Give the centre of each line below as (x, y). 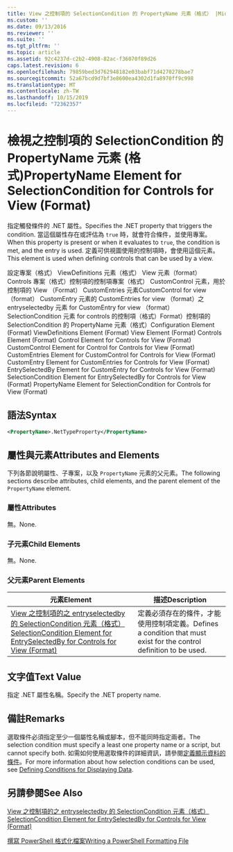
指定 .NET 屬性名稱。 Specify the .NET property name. (84, 695)
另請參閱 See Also (45, 793)
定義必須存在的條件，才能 (180, 613)
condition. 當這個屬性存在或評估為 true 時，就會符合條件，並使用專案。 (109, 234)
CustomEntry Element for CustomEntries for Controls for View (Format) (109, 362)
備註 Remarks (36, 719)
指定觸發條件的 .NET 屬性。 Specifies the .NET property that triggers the (110, 225)
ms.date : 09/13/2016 (37, 26)
